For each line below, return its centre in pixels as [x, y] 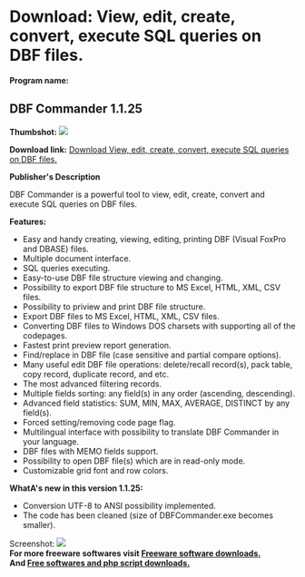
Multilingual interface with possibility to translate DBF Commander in [151, 432]
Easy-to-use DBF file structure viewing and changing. [123, 278]
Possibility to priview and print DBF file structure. [114, 307]
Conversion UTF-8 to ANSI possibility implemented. [119, 505]
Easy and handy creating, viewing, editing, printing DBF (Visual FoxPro [154, 239]
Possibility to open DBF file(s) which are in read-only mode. [134, 461]
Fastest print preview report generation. [97, 345]
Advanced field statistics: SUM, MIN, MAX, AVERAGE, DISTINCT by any [156, 403]
